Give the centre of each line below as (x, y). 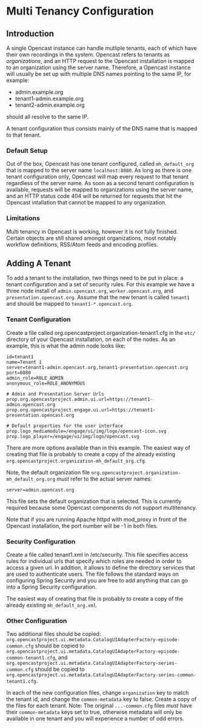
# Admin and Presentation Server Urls (55, 394)
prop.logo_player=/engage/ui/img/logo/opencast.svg (73, 436)
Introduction (30, 34)
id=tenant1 (20, 357)
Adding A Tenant (39, 263)
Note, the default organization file (48, 472)
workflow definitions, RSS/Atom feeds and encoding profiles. (82, 244)
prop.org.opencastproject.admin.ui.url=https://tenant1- (80, 399)
